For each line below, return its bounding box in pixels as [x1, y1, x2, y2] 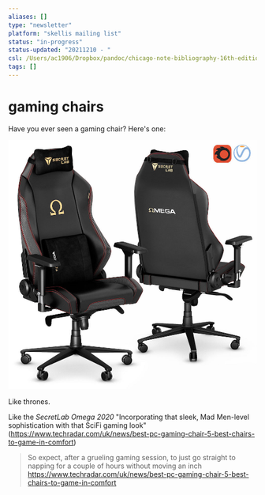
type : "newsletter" [8, 21, 73, 29]
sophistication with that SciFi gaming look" [8, 420, 147, 430]
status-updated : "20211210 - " [8, 46, 111, 55]
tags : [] [8, 63, 37, 71]
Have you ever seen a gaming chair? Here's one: [8, 123, 166, 134]
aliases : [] [8, 13, 47, 21]
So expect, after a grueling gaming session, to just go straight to [27, 452, 237, 462]
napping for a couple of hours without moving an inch [27, 461, 203, 470]
